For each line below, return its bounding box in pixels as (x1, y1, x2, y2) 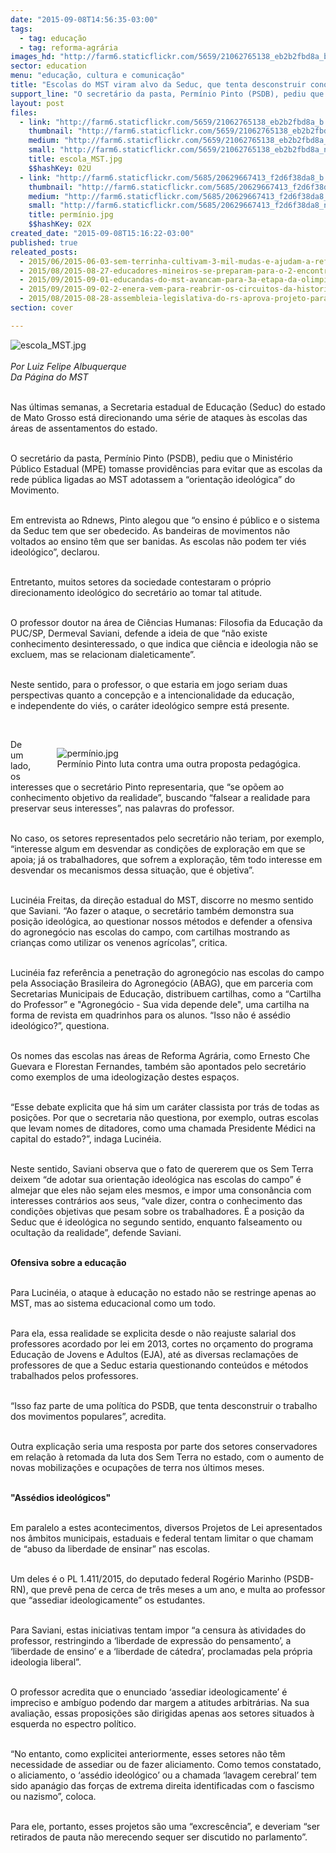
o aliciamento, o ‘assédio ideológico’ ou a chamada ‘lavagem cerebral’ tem (10, 1769, 317, 1781)
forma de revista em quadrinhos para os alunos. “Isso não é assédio (10, 1009, 291, 1021)
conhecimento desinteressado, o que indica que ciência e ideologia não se (10, 637, 319, 650)
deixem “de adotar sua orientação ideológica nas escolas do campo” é (10, 1173, 302, 1185)
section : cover (10, 303, 74, 313)
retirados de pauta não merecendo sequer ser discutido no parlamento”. (10, 1831, 308, 1843)
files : (10, 107, 38, 118)
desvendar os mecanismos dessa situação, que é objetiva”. (10, 864, 255, 876)
